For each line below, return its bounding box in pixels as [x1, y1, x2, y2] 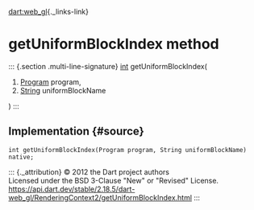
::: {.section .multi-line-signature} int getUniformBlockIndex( [8, 61, 208, 71]
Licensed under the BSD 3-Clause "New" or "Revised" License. [8, 175, 219, 185]
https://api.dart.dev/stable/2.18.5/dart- [8, 184, 135, 194]
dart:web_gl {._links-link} [8, 7, 89, 16]
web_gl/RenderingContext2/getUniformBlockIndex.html [8, 192, 192, 202]
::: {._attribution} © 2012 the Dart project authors [8, 167, 169, 176]
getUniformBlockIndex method [8, 35, 219, 53]
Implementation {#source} [8, 125, 145, 138]
